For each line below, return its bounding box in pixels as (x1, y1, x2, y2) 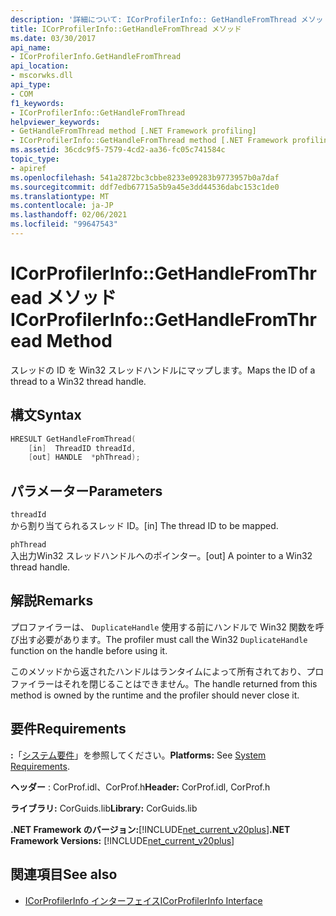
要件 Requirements (10, 721, 127, 738)
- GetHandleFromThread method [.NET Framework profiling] (10, 126, 257, 136)
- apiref (10, 163, 47, 173)
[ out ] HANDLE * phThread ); (28, 452, 141, 463)
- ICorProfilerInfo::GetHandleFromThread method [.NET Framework (10, 136, 288, 146)
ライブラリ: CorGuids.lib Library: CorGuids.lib (10, 802, 198, 814)
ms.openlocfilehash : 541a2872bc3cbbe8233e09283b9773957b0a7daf (10, 172, 280, 183)
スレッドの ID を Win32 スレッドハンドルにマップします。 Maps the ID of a (10, 364, 316, 376)
